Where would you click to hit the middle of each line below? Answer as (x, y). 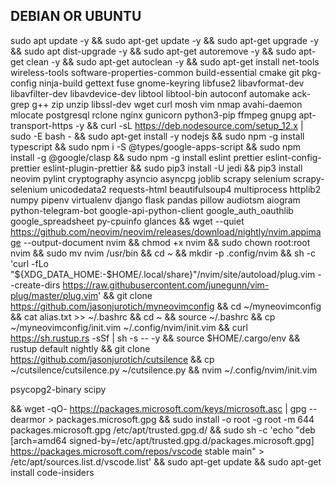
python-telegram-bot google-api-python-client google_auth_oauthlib (152, 210)
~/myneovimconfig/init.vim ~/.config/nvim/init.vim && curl (129, 327)
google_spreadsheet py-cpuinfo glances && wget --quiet (127, 221)
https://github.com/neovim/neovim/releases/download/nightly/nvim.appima (166, 231)
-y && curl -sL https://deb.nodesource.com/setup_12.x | (189, 125)
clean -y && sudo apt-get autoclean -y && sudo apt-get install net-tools (173, 61)
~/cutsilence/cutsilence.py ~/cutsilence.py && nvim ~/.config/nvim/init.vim (164, 370)
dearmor (28, 419)
